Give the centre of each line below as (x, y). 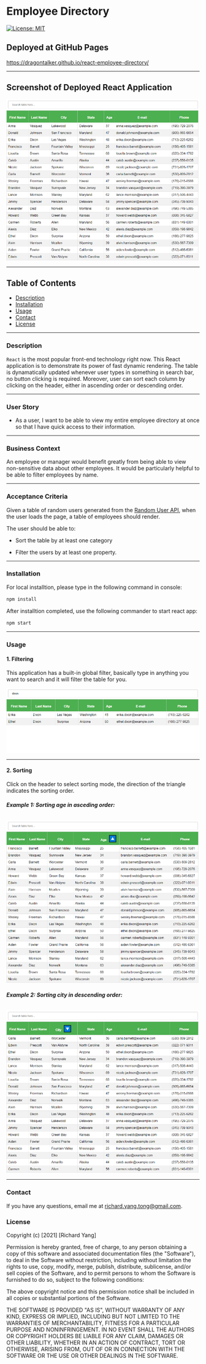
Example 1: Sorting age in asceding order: (61, 805)
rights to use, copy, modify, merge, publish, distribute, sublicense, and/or (99, 1267)
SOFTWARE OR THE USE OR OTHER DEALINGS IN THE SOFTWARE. (92, 1356)
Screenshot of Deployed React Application (89, 88)
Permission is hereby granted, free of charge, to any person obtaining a (97, 1247)
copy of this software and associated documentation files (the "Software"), (101, 1253)
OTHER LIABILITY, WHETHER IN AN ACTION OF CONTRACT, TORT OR (96, 1343)
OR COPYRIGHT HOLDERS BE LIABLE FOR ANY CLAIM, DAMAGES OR (95, 1336)
